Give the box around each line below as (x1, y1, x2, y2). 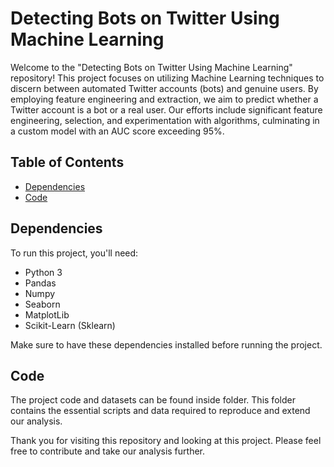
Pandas (24, 277, 57, 289)
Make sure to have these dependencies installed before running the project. (10, 338, 323, 351)
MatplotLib (24, 308, 70, 321)
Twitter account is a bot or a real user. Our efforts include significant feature (10, 103, 323, 116)
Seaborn (24, 298, 61, 310)
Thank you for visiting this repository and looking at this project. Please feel (10, 435, 322, 447)
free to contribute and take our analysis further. (10, 445, 206, 457)
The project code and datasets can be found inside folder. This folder (10, 394, 296, 406)
